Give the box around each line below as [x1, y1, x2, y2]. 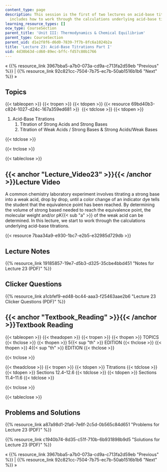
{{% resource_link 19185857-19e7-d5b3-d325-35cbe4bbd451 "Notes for [5, 260, 155, 266]
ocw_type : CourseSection [5, 26, 57, 31]
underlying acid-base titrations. [5, 223, 70, 229]
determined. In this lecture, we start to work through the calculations [5, 218, 146, 224]
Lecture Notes [5, 247, 50, 255]
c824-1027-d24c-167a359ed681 [5, 106, 72, 112]
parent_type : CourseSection [5, 35, 64, 40]
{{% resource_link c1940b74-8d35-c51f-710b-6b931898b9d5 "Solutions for [5, 437, 160, 443]
